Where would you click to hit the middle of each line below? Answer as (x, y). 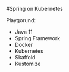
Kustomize (28, 64)
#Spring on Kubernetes (35, 9)
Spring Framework (37, 38)
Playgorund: (21, 20)
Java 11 (23, 32)
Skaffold (25, 57)
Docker (24, 45)
